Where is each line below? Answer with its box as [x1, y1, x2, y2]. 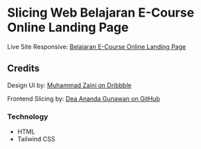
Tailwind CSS [17, 135, 55, 143]
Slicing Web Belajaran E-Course [7, 5, 195, 21]
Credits [7, 62, 40, 74]
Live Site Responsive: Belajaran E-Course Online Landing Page [7, 42, 186, 51]
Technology [7, 112, 49, 121]
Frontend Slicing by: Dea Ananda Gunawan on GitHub [7, 94, 161, 103]
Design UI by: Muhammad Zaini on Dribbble [7, 81, 132, 89]
